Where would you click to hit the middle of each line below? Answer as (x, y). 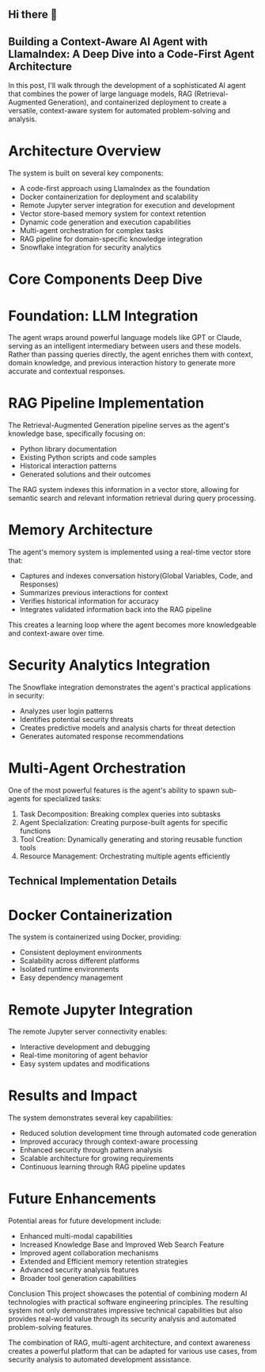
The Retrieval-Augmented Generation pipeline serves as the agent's (119, 426)
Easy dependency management (71, 978)
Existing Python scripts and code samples (88, 457)
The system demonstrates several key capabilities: (91, 1118)
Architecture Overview (85, 151)
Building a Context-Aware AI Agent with (108, 42)
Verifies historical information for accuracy (89, 601)
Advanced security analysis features (79, 1270)
